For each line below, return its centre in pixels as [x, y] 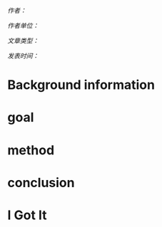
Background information [81, 85]
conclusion [41, 183]
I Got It [27, 215]
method [31, 150]
